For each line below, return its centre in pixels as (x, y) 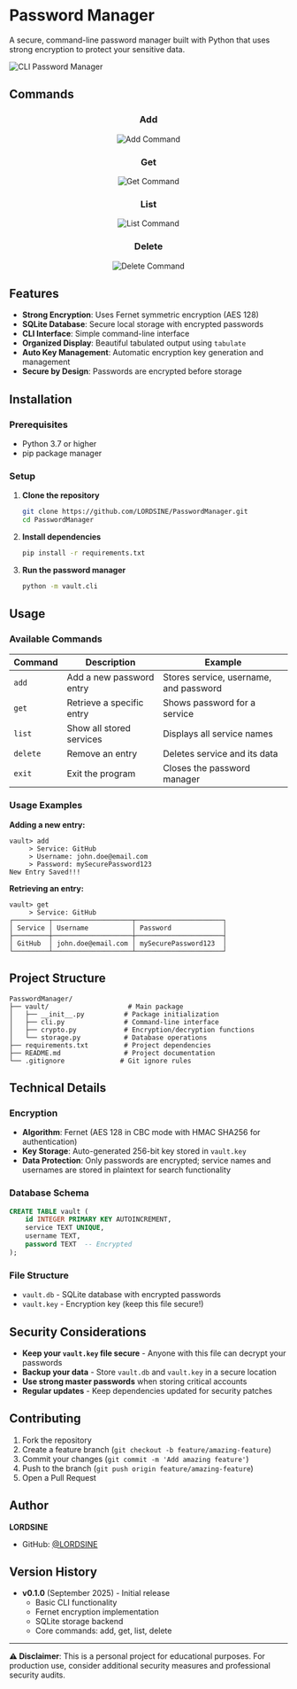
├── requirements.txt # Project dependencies (110, 1045)
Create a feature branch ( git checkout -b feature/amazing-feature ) (147, 1449)
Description (110, 662)
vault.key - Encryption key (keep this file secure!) (113, 1304)
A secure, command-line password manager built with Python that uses (140, 40)
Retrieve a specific (105, 703)
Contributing (45, 1419)
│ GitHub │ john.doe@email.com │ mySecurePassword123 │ (118, 943)
